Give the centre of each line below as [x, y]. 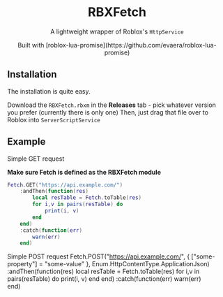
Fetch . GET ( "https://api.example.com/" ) [65, 185]
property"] [22, 264]
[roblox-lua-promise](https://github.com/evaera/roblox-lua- [131, 45]
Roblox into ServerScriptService [54, 119]
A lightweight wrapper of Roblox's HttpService [117, 31]
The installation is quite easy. [49, 91]
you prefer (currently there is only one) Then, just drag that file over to [108, 112]
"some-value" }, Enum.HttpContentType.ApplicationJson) [127, 264]
